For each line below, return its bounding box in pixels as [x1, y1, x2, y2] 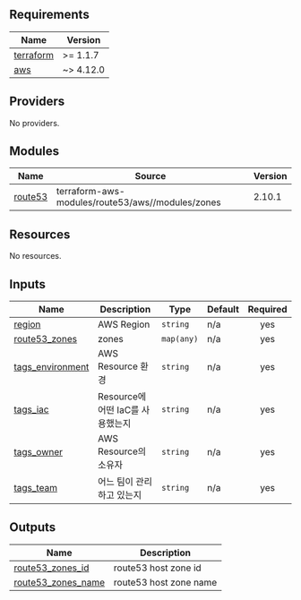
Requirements [9, 7, 90, 22]
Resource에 [98, 390, 146, 403]
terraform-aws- [56, 185, 125, 198]
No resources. [9, 251, 62, 261]
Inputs [9, 277, 47, 292]
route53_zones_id [13, 561, 90, 574]
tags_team [13, 482, 58, 494]
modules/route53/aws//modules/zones [56, 196, 221, 209]
